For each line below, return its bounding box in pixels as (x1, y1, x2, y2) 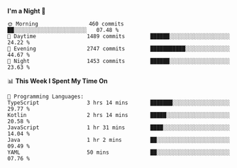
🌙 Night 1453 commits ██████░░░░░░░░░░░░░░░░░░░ (7, 57, 231, 65)
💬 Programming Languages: (7, 93, 84, 100)
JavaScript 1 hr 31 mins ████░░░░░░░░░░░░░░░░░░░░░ (7, 124, 231, 131)
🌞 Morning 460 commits (7, 21, 124, 28)
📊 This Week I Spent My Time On (7, 77, 108, 85)
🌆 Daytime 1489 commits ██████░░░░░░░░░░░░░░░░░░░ (7, 33, 231, 40)
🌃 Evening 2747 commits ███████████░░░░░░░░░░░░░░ (7, 45, 231, 52)
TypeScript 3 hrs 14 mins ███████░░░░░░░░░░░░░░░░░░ (7, 99, 231, 106)
